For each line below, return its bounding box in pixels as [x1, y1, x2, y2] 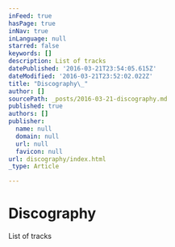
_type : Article [8, 163, 60, 171]
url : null [15, 139, 48, 148]
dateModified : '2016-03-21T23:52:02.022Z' [8, 72, 153, 80]
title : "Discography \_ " [8, 79, 89, 87]
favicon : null [15, 147, 63, 155]
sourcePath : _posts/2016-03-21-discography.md [8, 95, 168, 103]
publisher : [8, 117, 45, 126]
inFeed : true [8, 11, 52, 20]
